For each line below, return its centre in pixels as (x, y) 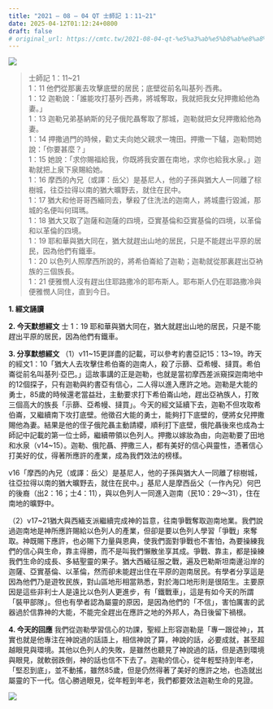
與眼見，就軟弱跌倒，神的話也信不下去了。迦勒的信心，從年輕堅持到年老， (133, 660)
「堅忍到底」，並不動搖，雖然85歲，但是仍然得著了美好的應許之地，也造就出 (135, 670)
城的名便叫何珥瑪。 (61, 210)
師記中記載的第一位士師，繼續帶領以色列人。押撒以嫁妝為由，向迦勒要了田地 (136, 435)
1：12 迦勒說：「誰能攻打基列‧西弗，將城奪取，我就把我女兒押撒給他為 (144, 98)
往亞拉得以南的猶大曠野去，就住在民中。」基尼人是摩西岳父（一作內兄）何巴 (135, 483)
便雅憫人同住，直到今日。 (71, 292)
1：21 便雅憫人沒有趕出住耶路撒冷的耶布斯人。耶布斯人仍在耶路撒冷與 (145, 282)
